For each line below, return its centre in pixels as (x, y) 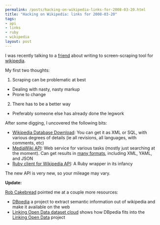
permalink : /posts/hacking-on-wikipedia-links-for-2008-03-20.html (76, 10)
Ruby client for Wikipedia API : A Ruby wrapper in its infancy (72, 163)
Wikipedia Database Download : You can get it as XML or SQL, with (80, 132)
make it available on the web (41, 207)
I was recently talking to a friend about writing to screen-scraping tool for (79, 55)
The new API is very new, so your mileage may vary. (58, 173)
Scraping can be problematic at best (49, 79)
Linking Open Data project (39, 217)
